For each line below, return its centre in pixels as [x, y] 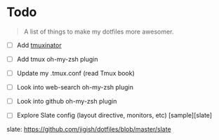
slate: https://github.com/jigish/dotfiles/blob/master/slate [89, 129]
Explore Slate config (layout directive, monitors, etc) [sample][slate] [114, 115]
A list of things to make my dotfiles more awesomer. [99, 31]
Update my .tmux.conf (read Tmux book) [75, 73]
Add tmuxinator [39, 45]
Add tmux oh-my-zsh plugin [57, 59]
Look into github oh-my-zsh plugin [67, 101]
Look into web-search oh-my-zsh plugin [75, 87]
